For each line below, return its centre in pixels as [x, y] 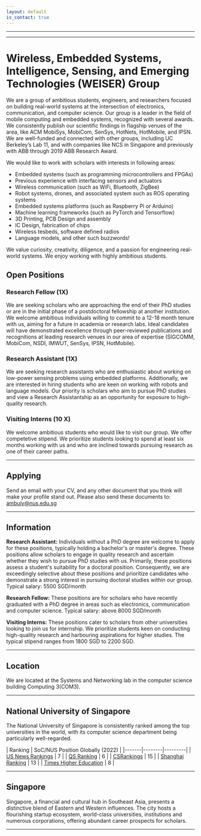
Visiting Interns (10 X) [38, 419]
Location [23, 666]
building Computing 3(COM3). [43, 687]
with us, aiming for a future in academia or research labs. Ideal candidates [98, 324]
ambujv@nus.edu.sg [31, 503]
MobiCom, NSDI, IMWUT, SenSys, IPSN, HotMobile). [71, 343]
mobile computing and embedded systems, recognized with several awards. [100, 119]
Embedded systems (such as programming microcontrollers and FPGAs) [104, 174]
